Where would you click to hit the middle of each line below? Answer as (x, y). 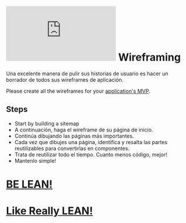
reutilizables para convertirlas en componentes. (72, 148)
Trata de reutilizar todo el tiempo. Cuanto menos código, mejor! (91, 154)
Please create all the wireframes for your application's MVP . (78, 91)
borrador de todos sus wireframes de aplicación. (65, 79)
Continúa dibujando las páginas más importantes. (74, 136)
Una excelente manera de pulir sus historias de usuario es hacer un (87, 74)
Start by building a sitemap (47, 123)
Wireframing (149, 58)
